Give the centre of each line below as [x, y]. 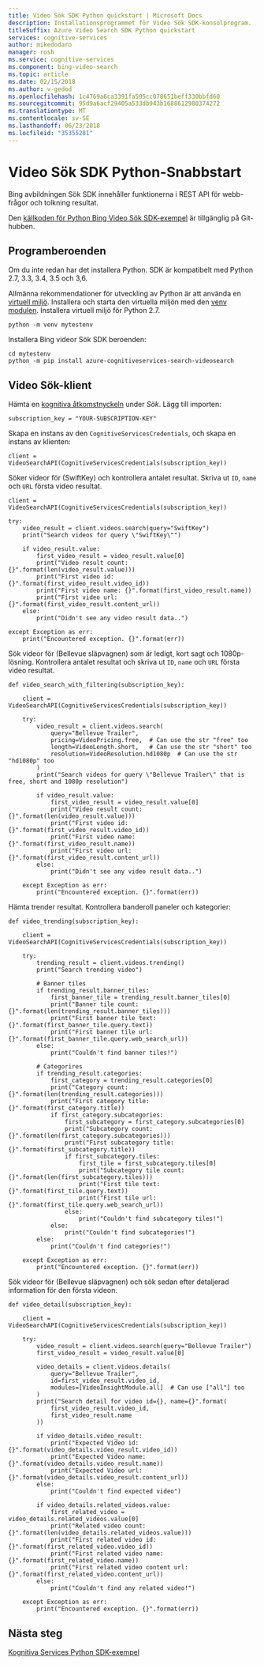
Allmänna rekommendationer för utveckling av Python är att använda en [125, 294]
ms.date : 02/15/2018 [42, 81]
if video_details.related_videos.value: [104, 1505]
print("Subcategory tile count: [132, 1170]
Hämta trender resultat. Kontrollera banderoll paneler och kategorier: [119, 907]
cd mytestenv [30, 354]
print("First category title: [100, 1102]
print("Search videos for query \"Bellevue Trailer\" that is [141, 775]
